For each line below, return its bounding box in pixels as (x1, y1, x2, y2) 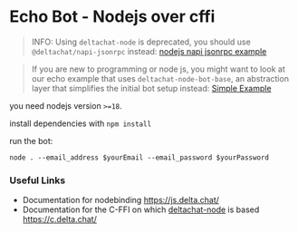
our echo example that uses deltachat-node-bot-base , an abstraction (31, 73, 290, 83)
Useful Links (9, 174, 66, 187)
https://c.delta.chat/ (22, 214, 97, 225)
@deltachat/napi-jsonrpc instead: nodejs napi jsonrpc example (31, 45, 267, 56)
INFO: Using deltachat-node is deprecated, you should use (31, 36, 251, 47)
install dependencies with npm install (9, 118, 152, 129)
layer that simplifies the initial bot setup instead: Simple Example (31, 83, 272, 93)
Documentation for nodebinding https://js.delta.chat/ (22, 195, 220, 206)
